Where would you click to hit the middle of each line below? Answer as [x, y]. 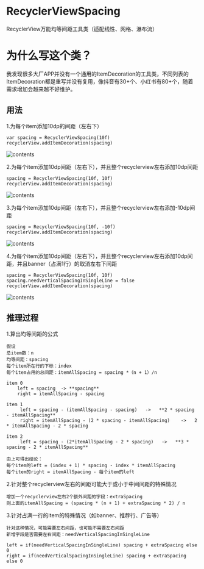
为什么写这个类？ [49, 56]
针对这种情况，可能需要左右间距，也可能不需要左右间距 [65, 528]
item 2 [15, 436]
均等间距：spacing [27, 359]
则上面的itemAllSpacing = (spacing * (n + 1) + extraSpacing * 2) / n [96, 503]
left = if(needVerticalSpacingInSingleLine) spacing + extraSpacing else [102, 545]
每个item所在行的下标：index [39, 366]
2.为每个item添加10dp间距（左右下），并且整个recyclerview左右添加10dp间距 [102, 166]
